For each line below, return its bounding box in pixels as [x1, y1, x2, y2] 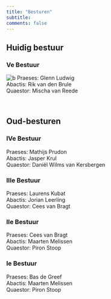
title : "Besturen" [6, 8, 52, 15]
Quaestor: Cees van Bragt [6, 203, 71, 210]
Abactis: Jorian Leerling [6, 196, 66, 204]
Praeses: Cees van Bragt [6, 231, 68, 239]
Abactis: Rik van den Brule [6, 81, 72, 88]
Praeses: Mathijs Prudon [6, 148, 68, 155]
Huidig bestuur [6, 42, 64, 53]
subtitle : [6, 14, 31, 21]
